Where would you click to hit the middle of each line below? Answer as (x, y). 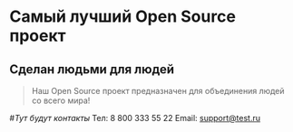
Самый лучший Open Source (122, 17)
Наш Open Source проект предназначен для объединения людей (158, 91)
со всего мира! (61, 100)
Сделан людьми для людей (92, 69)
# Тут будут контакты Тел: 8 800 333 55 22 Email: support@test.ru (135, 118)
